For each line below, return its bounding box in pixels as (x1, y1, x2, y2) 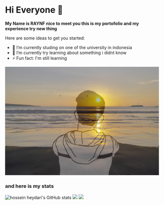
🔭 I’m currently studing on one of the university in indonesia (12, 44, 132, 50)
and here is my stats (5, 183, 54, 189)
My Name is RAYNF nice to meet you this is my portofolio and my (5, 20, 139, 26)
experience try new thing (5, 25, 57, 31)
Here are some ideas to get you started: (5, 35, 85, 41)
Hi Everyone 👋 (5, 4, 63, 16)
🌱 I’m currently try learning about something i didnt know (12, 50, 127, 56)
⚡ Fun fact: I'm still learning (12, 55, 67, 61)
